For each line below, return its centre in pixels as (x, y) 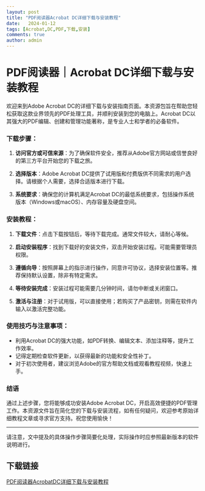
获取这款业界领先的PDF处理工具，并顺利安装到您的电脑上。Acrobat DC (101, 113)
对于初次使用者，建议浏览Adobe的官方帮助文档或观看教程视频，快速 (101, 363)
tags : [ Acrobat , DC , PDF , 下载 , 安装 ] (48, 29)
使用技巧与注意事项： (38, 326)
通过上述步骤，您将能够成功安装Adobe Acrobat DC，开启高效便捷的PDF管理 (102, 403)
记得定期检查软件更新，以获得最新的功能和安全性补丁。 (85, 356)
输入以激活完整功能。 (42, 309)
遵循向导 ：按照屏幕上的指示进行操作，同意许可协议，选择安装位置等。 (103, 267)
